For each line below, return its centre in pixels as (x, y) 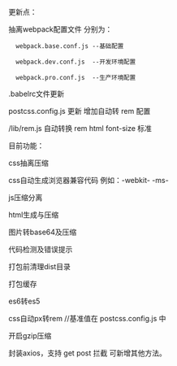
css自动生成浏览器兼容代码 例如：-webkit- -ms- (88, 180)
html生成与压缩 (34, 215)
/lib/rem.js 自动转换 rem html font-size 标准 (80, 128)
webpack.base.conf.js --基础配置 (70, 46)
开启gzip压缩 (30, 335)
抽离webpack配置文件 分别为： (60, 29)
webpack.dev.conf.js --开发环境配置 (76, 62)
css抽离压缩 (28, 163)
